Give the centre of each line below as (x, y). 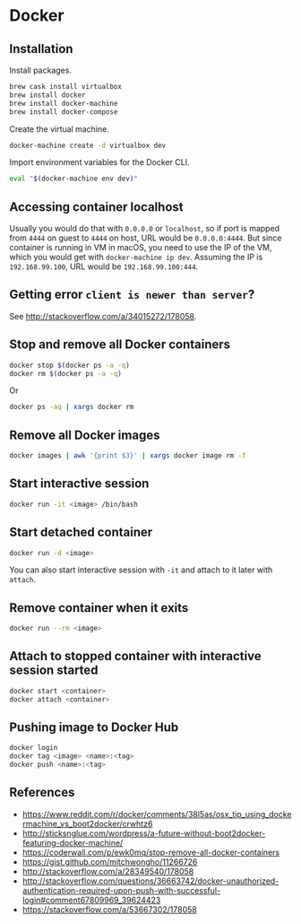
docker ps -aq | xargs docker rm (72, 407)
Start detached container (81, 532)
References (42, 793)
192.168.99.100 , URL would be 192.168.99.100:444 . (104, 266)
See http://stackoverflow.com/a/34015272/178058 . (103, 316)
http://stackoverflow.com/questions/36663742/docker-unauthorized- (150, 881)
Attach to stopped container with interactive (135, 656)
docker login (34, 748)
